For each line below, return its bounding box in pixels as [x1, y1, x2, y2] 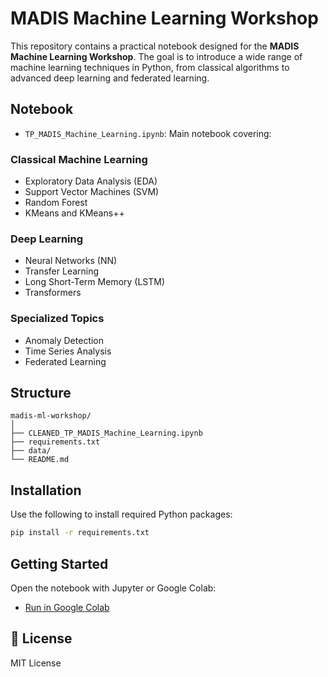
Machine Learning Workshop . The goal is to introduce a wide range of [10, 50, 303, 62]
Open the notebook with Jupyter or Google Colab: [10, 582, 217, 594]
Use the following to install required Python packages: [10, 508, 233, 521]
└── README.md [10, 455, 70, 465]
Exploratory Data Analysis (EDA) [24, 175, 158, 187]
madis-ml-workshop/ [10, 411, 92, 421]
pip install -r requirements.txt [10, 528, 150, 538]
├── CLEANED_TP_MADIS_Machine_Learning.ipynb [10, 428, 203, 439]
